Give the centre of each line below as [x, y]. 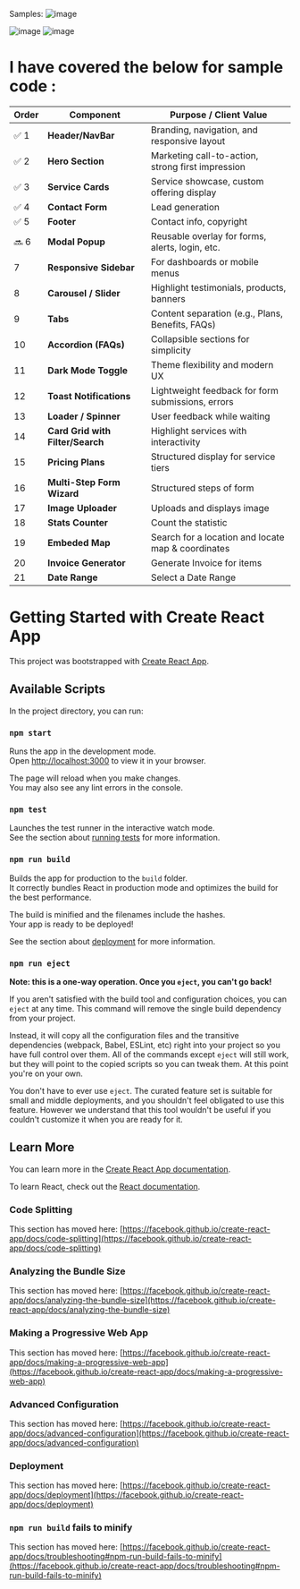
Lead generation [185, 207]
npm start [30, 733]
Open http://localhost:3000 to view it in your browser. [108, 760]
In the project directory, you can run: [76, 711]
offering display [183, 192]
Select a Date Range [193, 577]
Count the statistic [189, 522]
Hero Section [76, 161]
